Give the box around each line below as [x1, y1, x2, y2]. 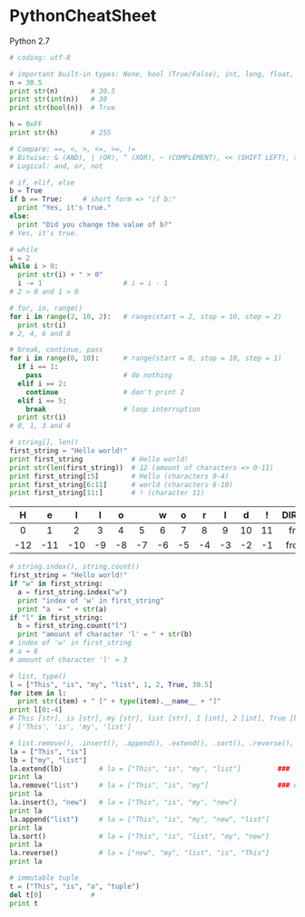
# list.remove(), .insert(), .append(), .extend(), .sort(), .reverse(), [9, 738, 295, 748]
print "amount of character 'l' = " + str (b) [17, 630, 193, 639]
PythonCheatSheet [9, 5, 157, 26]
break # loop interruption [25, 404, 202, 414]
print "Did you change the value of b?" [17, 220, 172, 229]
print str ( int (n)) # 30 [9, 95, 107, 105]
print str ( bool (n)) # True [9, 104, 116, 113]
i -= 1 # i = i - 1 [17, 279, 169, 288]
